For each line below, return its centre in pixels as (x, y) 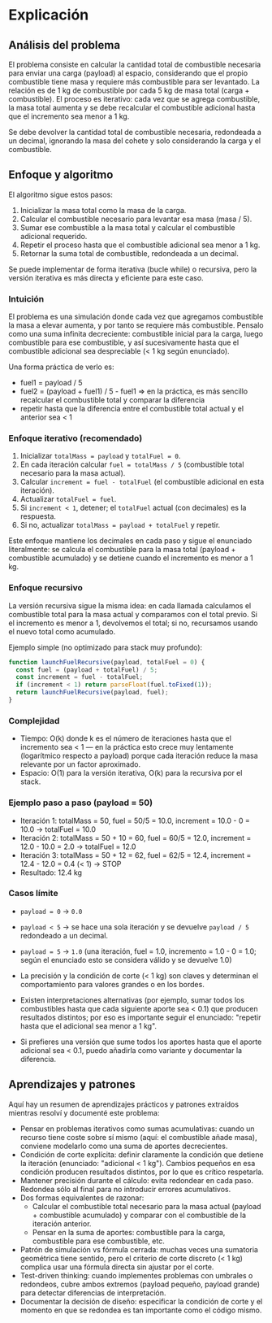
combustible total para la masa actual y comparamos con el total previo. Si (133, 614)
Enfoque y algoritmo (61, 175)
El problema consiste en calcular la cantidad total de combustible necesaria (135, 64)
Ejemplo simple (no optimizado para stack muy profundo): (106, 647)
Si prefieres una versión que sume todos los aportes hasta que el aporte (141, 1042)
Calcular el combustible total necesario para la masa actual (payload (147, 1206)
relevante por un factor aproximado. (80, 764)
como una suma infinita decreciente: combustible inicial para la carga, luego (136, 334)
